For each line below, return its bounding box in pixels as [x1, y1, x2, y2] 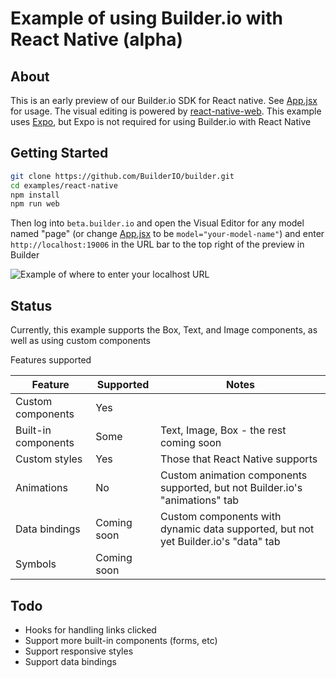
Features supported [10, 354, 92, 366]
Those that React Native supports [159, 452, 318, 466]
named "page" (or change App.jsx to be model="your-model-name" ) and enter [10, 228, 325, 240]
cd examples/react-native [10, 180, 118, 191]
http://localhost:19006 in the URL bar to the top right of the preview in [10, 238, 305, 251]
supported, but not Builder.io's [159, 481, 303, 495]
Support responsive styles [24, 645, 134, 657]
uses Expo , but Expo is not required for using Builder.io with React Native [10, 116, 312, 127]
